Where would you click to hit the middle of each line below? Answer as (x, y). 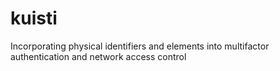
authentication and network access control (98, 56)
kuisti (34, 18)
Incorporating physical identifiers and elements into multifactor (140, 46)
